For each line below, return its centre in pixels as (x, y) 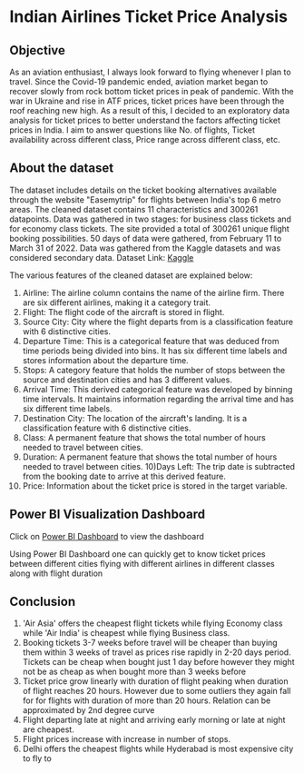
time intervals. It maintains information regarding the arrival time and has (158, 399)
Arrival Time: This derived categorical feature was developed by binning (157, 389)
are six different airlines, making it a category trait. (117, 302)
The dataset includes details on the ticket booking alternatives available (143, 190)
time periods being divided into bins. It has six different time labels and (155, 351)
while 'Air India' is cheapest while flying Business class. (126, 633)
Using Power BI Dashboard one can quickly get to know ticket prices (137, 554)
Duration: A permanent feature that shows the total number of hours (150, 457)
